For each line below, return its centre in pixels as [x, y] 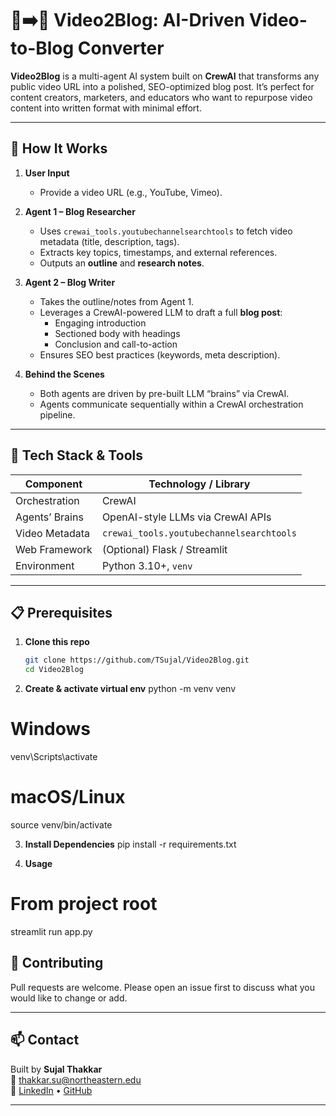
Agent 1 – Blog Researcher [80, 211]
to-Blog [42, 48]
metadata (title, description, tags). [109, 241]
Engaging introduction [100, 323]
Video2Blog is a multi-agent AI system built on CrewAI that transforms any [165, 76]
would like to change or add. [69, 998]
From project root [84, 904]
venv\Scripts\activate [54, 757]
